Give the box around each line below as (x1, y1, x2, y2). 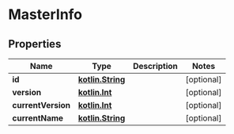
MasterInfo (8, 6, 83, 24)
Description (133, 61, 178, 71)
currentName (12, 113, 64, 124)
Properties (8, 37, 62, 51)
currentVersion (12, 100, 71, 110)
